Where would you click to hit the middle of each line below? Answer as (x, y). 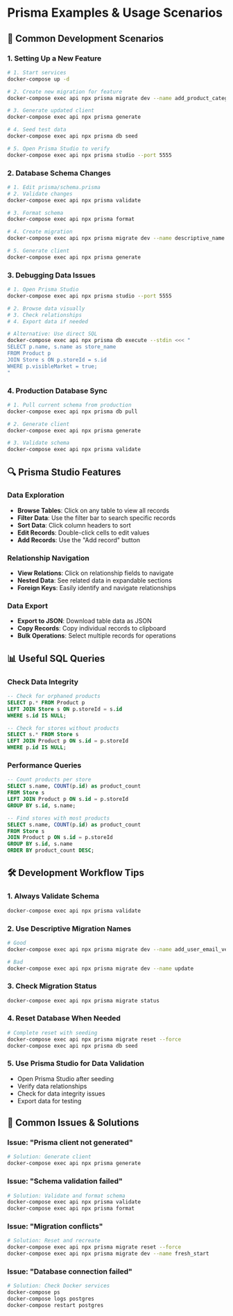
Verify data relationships (52, 1086)
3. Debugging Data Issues (51, 275)
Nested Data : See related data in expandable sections (94, 580)
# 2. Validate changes (40, 194)
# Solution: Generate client (49, 1157)
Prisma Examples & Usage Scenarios (115, 13)
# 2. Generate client (38, 424)
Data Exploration (36, 495)
